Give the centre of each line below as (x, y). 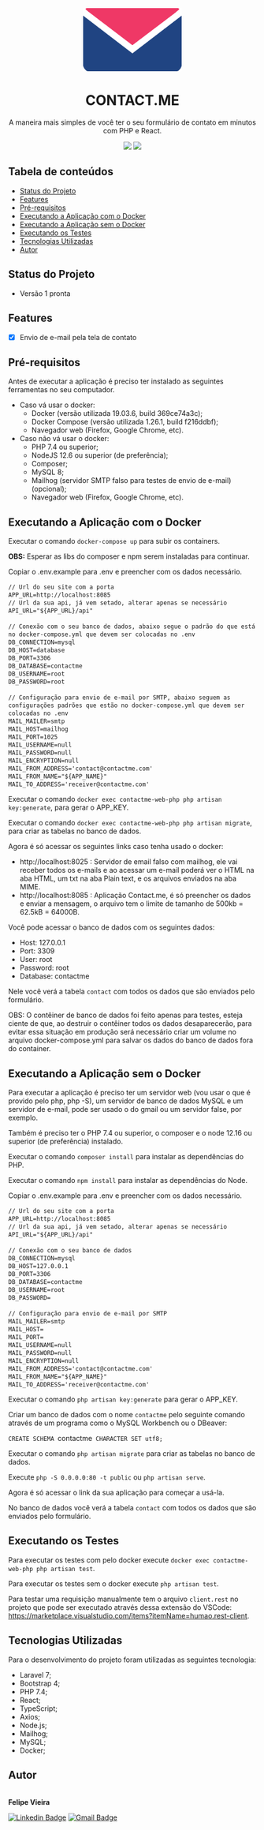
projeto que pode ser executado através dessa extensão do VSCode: (120, 1607)
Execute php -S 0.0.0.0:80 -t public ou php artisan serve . (107, 1477)
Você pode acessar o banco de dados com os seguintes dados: (112, 927)
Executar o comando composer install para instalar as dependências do (126, 1156)
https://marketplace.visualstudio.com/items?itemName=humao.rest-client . (129, 1615)
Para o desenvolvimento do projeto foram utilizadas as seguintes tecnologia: (132, 1660)
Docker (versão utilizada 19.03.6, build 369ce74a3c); (117, 414)
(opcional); (49, 489)
